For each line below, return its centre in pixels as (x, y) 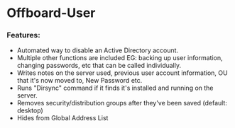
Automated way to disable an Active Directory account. (98, 50)
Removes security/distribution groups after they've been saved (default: (122, 103)
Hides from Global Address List (62, 118)
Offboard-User (51, 13)
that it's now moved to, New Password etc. (80, 81)
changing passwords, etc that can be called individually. (99, 66)
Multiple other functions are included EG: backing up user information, (120, 58)
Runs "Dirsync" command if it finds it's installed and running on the (115, 88)
